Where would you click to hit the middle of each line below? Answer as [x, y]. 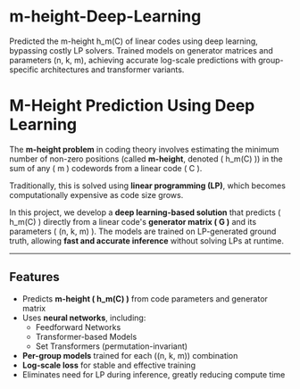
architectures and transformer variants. [112, 70]
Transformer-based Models [86, 336]
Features [34, 277]
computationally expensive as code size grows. [96, 194]
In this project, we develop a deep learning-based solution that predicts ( [145, 212]
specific [24, 70]
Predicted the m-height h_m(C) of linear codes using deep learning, [134, 41]
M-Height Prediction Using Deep [132, 106]
